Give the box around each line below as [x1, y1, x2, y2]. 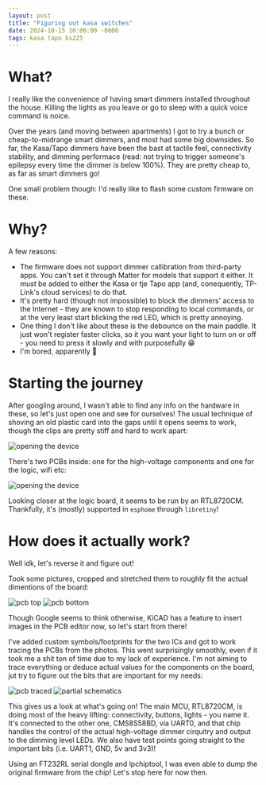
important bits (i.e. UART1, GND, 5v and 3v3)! [8, 744, 156, 753]
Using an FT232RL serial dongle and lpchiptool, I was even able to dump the [8, 760, 258, 768]
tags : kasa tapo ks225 [8, 33, 83, 42]
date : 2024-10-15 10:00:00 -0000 [8, 26, 119, 34]
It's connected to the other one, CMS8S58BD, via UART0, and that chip [8, 718, 241, 728]
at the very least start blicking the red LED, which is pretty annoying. [19, 313, 244, 323]
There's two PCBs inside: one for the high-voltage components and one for [8, 457, 254, 466]
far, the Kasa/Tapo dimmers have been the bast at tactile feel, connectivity [8, 144, 252, 153]
